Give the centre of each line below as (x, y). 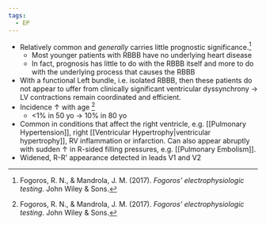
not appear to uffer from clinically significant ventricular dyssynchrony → (139, 89)
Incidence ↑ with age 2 (57, 106)
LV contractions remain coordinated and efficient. (101, 97)
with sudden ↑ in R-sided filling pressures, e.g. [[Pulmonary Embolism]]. (138, 149)
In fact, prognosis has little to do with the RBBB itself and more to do (142, 63)
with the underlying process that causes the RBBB (113, 72)
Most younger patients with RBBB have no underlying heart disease (141, 55)
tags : (17, 15)
